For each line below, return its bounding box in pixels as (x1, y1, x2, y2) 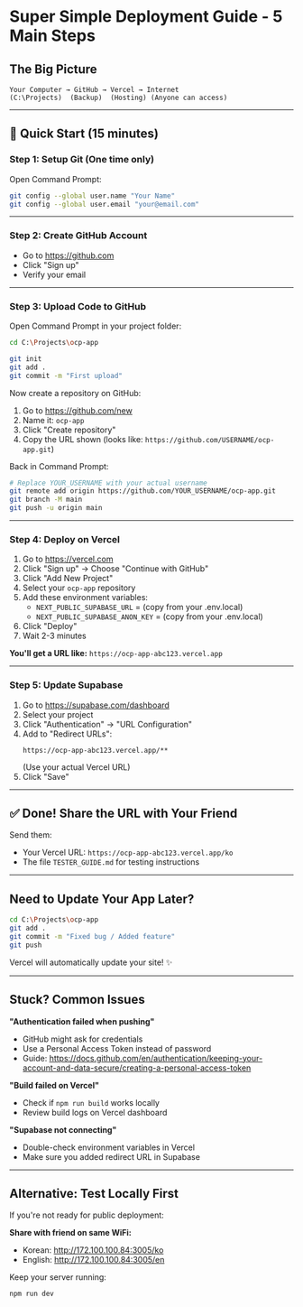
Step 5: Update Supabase (9, 679, 124, 691)
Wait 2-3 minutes (22, 630, 87, 642)
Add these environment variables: (22, 592, 149, 603)
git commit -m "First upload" (9, 371, 124, 380)
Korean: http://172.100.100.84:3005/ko (22, 1245, 164, 1256)
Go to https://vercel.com (22, 553, 114, 565)
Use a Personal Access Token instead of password (22, 1043, 212, 1053)
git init (9, 354, 42, 363)
